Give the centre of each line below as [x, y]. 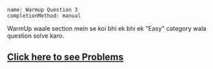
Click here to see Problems [65, 57]
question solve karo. [36, 36]
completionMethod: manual [44, 16]
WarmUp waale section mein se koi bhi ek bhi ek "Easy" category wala [107, 28]
